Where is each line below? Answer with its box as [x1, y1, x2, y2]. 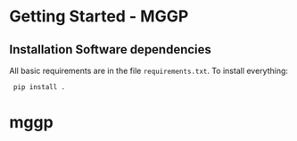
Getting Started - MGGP [9, 6, 189, 27]
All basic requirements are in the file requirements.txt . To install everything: [9, 65, 288, 76]
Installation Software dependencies [9, 42, 212, 57]
